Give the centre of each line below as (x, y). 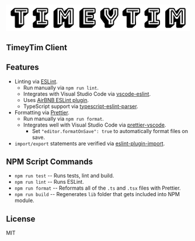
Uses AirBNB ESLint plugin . (56, 100)
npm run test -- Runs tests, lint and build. (64, 176)
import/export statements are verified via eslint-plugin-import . (90, 143)
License (21, 219)
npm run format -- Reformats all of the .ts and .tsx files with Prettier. (97, 188)
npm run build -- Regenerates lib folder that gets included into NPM (97, 194)
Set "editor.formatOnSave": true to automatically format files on (110, 131)
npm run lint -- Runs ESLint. (49, 182)
